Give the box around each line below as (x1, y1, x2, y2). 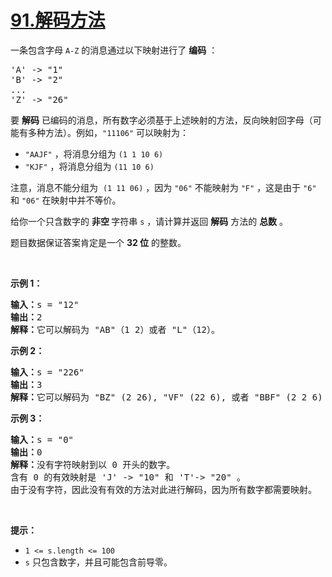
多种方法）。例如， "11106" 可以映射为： (27, 126, 190, 138)
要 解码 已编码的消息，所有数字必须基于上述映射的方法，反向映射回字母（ (10, 114, 313, 126)
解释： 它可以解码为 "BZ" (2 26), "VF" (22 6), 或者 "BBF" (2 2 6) (10, 391, 323, 403)
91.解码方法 (10, 9, 106, 32)
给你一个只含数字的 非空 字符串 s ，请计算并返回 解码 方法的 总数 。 (10, 215, 289, 227)
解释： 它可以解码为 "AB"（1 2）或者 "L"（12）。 (10, 324, 221, 335)
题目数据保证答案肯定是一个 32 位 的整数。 (10, 236, 187, 248)
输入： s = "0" (10, 434, 75, 445)
